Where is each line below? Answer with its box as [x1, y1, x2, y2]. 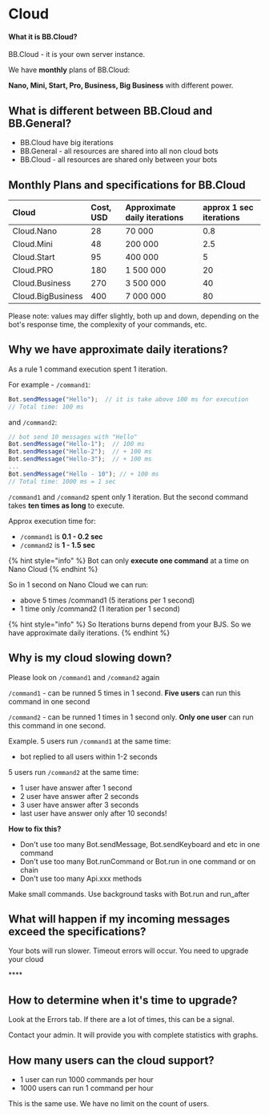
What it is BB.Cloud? [8, 31, 78, 41]
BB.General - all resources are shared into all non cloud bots [19, 146, 219, 156]
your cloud [8, 955, 44, 964]
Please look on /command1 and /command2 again [8, 672, 160, 682]
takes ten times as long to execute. [8, 501, 126, 510]
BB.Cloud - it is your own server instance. [8, 50, 146, 59]
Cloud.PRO [12, 265, 54, 276]
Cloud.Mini [12, 238, 54, 249]
